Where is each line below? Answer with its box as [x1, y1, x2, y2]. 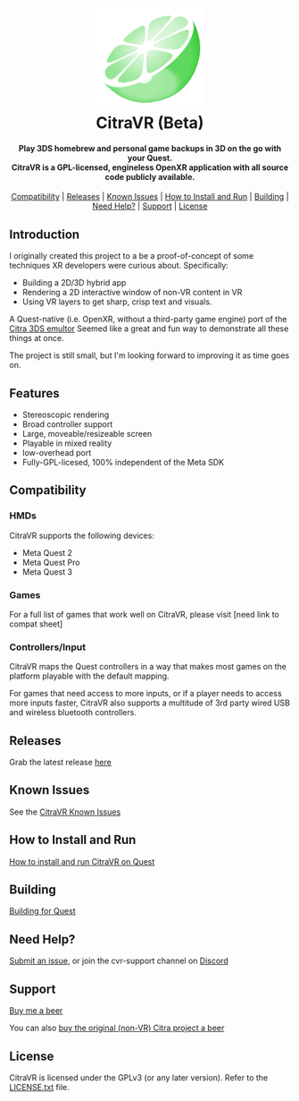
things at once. [9, 333, 64, 344]
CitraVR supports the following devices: [9, 530, 154, 541]
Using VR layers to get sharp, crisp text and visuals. [21, 296, 212, 307]
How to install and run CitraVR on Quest [9, 856, 155, 866]
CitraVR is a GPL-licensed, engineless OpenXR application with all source [11, 162, 289, 173]
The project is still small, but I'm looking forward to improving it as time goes [9, 350, 290, 361]
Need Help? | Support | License [92, 201, 208, 211]
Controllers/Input [9, 641, 87, 653]
